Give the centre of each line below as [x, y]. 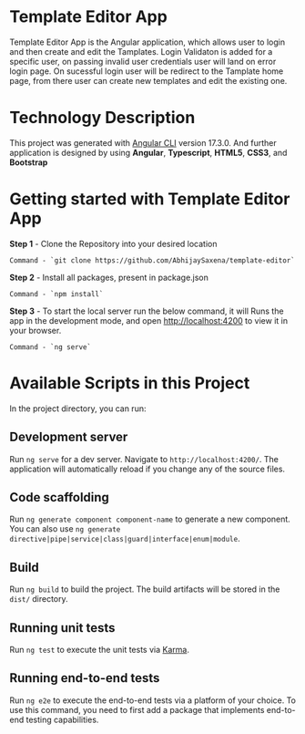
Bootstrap [29, 162]
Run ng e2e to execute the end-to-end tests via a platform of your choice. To [153, 700]
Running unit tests [62, 628]
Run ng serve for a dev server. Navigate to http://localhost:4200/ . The [144, 459]
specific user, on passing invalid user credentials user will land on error [143, 61]
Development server [69, 437]
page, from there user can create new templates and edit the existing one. [148, 80]
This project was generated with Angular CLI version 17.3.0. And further [143, 142]
